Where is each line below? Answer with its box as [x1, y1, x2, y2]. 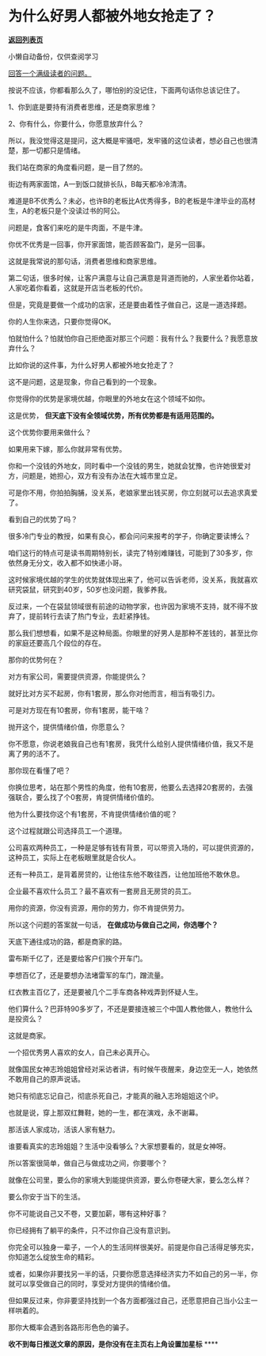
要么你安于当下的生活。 [8, 1191, 85, 1201]
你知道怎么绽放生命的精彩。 [8, 1252, 99, 1262]
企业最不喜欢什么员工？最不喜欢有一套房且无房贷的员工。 [8, 886, 196, 896]
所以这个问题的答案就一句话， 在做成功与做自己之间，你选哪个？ [8, 919, 218, 930]
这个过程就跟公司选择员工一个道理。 [8, 826, 127, 835]
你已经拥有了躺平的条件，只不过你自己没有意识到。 [8, 1225, 175, 1235]
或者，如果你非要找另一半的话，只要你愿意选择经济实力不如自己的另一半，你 [8, 1269, 258, 1278]
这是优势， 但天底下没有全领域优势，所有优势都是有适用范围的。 [8, 411, 218, 420]
